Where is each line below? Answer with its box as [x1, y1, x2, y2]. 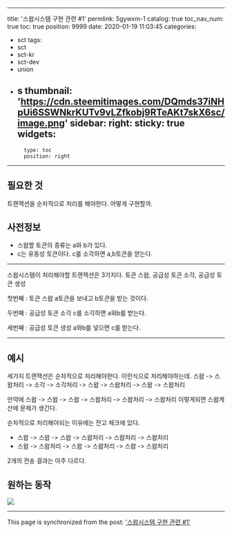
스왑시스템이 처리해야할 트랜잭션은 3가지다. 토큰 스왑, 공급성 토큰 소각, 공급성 [7, 271, 215, 279]
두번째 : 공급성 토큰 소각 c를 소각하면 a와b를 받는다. [7, 309, 146, 317]
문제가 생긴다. [19, 404, 57, 412]
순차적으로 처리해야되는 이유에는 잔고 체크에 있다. [7, 419, 140, 427]
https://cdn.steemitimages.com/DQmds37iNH [20, 96, 224, 108]
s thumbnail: [17, 85, 72, 97]
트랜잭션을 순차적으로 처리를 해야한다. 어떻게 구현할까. [7, 199, 153, 207]
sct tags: [17, 36, 43, 44]
